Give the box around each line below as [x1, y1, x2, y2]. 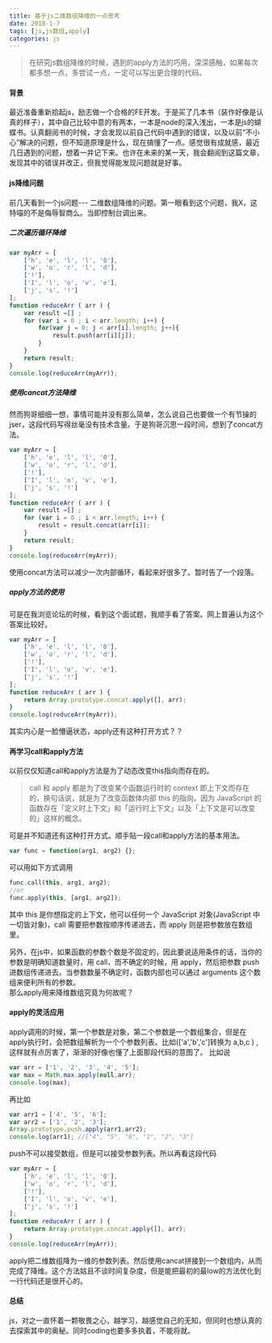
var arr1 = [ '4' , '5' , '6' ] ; [9, 1111, 107, 1119]
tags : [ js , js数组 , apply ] [9, 27, 90, 35]
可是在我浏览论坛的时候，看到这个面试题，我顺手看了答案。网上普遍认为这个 [9, 609, 264, 619]
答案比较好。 [9, 619, 52, 629]
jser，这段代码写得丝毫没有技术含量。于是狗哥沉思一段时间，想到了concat [9, 420, 257, 429]
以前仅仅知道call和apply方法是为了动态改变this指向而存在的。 [9, 766, 214, 776]
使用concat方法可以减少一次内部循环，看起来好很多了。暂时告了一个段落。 [9, 567, 259, 577]
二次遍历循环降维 [9, 228, 66, 237]
